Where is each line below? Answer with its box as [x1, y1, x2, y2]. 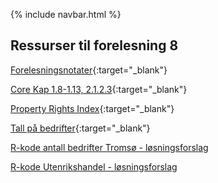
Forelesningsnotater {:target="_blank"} [10, 64, 168, 76]
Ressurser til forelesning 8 [10, 37, 179, 54]
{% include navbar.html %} [10, 9, 122, 20]
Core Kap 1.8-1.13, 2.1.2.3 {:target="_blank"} [10, 83, 188, 95]
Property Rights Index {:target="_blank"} [10, 102, 175, 114]
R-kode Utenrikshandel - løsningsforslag [10, 160, 178, 173]
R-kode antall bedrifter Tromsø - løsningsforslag [10, 141, 209, 153]
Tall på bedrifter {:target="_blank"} [10, 122, 151, 134]
